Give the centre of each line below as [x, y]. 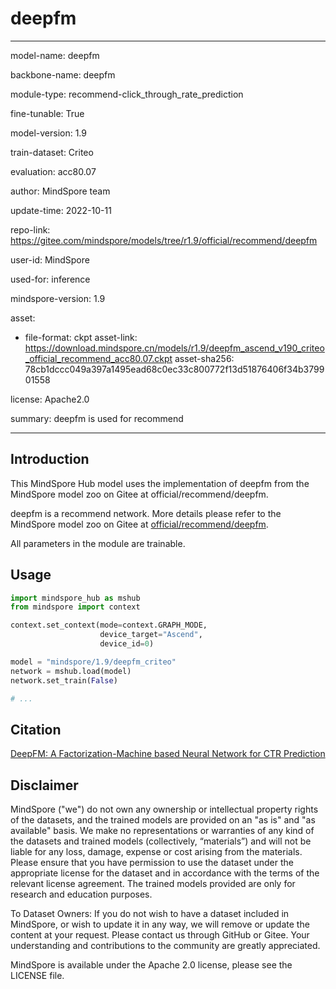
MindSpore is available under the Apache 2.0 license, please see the [151, 965]
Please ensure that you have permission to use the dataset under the [152, 863]
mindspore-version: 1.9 [58, 298]
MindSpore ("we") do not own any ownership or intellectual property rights [164, 809]
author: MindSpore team [60, 191]
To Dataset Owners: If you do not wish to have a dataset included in [150, 914]
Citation [36, 729]
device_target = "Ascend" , [151, 635]
